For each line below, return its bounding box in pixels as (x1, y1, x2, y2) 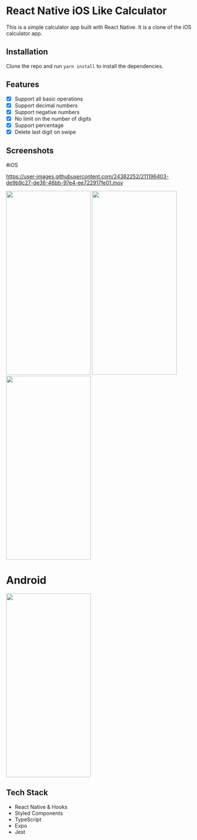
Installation (6, 47, 48, 57)
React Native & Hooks (14, 803, 68, 810)
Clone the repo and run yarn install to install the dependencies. (6, 62, 163, 69)
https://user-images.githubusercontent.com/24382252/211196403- (6, 172, 169, 180)
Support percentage (14, 122, 64, 129)
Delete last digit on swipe (14, 128, 76, 135)
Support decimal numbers (14, 102, 78, 109)
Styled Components (14, 809, 64, 816)
